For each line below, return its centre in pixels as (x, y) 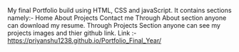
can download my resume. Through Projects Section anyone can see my (114, 25)
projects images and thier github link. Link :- (72, 33)
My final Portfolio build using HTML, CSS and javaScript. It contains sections (119, 10)
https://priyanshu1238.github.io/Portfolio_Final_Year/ (85, 41)
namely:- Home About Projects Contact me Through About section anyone (117, 18)
